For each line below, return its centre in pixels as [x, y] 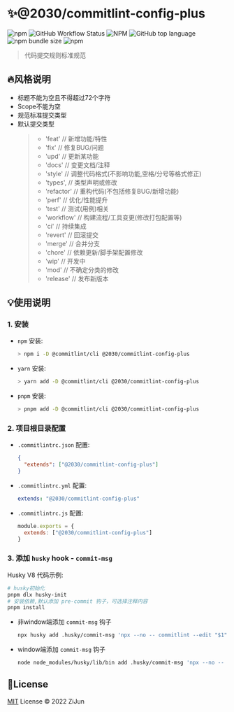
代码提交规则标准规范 [55, 55]
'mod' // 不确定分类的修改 [82, 270]
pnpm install [26, 608]
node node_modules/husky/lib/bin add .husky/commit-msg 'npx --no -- [121, 663]
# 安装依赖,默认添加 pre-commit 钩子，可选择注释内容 [78, 601]
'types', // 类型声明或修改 [81, 182]
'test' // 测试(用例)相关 [77, 208]
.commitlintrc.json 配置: [53, 445]
